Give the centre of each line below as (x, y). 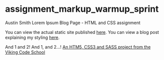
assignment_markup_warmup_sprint (82, 9)
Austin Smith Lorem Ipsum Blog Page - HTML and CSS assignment (73, 23)
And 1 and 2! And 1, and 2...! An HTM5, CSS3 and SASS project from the (78, 47)
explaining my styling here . (33, 37)
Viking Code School (25, 52)
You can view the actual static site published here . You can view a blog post (82, 32)
